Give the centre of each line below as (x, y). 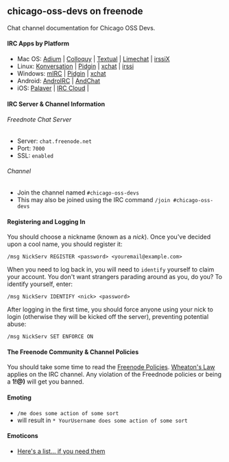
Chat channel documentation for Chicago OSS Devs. (81, 27)
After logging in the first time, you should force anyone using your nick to (110, 309)
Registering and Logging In (46, 221)
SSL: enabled (35, 155)
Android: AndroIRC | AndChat (59, 81)
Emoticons (23, 436)
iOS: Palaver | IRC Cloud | (53, 88)
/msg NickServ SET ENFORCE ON (50, 337)
